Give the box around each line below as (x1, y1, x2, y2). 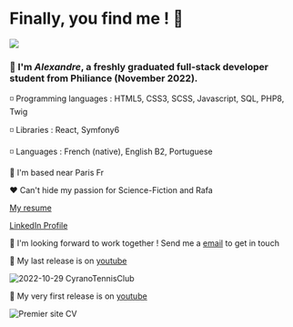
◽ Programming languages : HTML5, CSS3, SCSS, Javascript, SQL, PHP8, (9, 93, 285, 104)
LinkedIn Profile (9, 220, 68, 231)
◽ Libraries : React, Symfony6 (9, 125, 120, 136)
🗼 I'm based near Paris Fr (9, 168, 105, 179)
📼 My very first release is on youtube (9, 291, 147, 301)
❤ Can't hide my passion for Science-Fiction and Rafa (9, 185, 214, 196)
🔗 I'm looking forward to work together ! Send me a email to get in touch (9, 238, 280, 249)
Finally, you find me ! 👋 (9, 8, 184, 29)
